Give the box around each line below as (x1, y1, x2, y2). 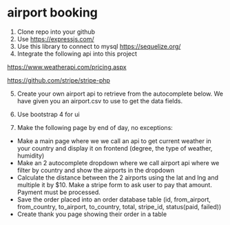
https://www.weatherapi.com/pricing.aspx (7, 63, 127, 71)
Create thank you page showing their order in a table (17, 210, 167, 218)
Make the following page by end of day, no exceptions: (17, 123, 174, 131)
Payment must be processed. (17, 188, 101, 196)
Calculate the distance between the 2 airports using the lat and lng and (17, 173, 219, 182)
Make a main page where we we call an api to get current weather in (17, 136, 211, 145)
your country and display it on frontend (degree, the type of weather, (17, 144, 213, 152)
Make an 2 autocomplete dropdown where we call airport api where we (17, 158, 220, 167)
